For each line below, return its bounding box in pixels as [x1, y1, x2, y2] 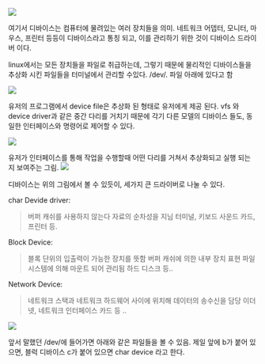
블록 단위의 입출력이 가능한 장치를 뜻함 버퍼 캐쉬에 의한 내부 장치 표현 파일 [27, 254, 256, 263]
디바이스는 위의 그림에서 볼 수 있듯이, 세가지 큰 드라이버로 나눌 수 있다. [8, 180, 225, 189]
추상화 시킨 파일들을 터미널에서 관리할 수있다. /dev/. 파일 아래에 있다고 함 [8, 70, 233, 79]
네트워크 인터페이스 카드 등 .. [38, 305, 127, 315]
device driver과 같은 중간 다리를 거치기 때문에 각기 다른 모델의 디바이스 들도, [8, 112, 245, 120]
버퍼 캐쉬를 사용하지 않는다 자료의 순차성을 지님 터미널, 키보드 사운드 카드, [27, 212, 256, 221]
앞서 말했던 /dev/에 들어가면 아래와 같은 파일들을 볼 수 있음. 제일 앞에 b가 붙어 [8, 337, 248, 347]
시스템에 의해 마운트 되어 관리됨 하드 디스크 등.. [27, 264, 174, 273]
